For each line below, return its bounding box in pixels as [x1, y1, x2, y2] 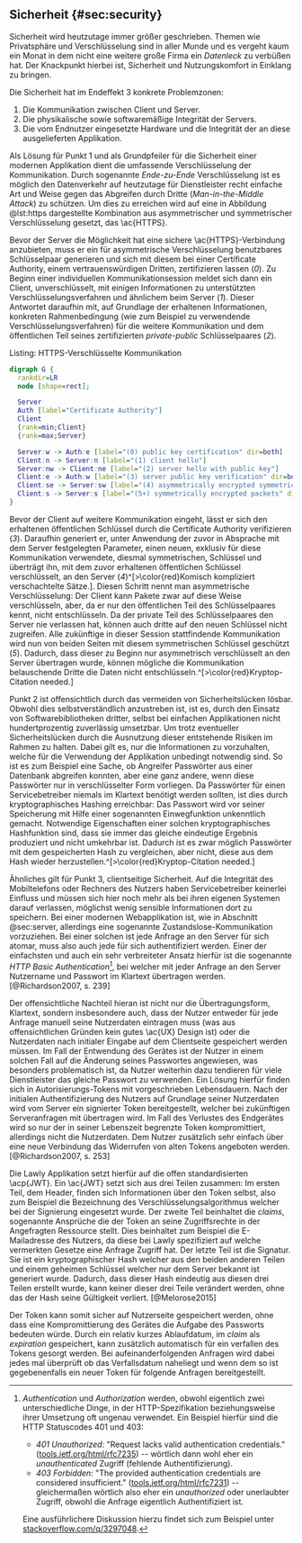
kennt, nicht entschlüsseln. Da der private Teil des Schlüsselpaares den [9, 609, 274, 620]
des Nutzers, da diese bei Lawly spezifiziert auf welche [56, 1235, 262, 1245]
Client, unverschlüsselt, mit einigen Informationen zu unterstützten [9, 282, 256, 293]
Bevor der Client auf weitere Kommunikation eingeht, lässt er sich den [9, 513, 268, 524]
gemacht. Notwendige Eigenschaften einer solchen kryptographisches [9, 817, 271, 828]
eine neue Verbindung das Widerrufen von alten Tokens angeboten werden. [9, 1141, 290, 1152]
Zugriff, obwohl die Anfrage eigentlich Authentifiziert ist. [35, 1496, 244, 1507]
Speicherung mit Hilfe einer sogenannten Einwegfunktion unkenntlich [9, 808, 266, 819]
